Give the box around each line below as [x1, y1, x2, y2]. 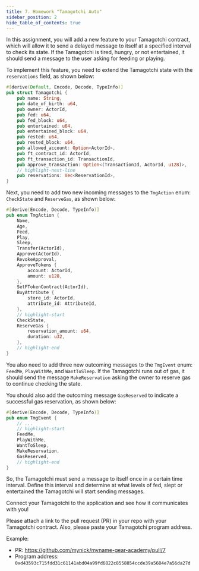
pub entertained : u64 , [17, 123, 73, 129]
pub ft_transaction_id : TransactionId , [17, 156, 116, 162]
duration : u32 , [27, 334, 65, 340]
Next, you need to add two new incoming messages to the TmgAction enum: [6, 189, 191, 196]
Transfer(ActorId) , [17, 245, 65, 251]
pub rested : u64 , [17, 134, 60, 140]
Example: [6, 535, 29, 542]
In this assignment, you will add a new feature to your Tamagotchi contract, [6, 36, 190, 43]
